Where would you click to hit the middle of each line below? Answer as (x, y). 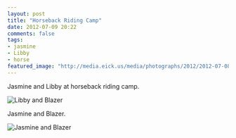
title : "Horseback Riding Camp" (54, 20)
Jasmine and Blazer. (37, 113)
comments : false (31, 33)
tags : (15, 40)
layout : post (26, 14)
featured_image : (31, 66)
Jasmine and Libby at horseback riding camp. (73, 86)
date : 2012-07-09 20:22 (42, 27)
